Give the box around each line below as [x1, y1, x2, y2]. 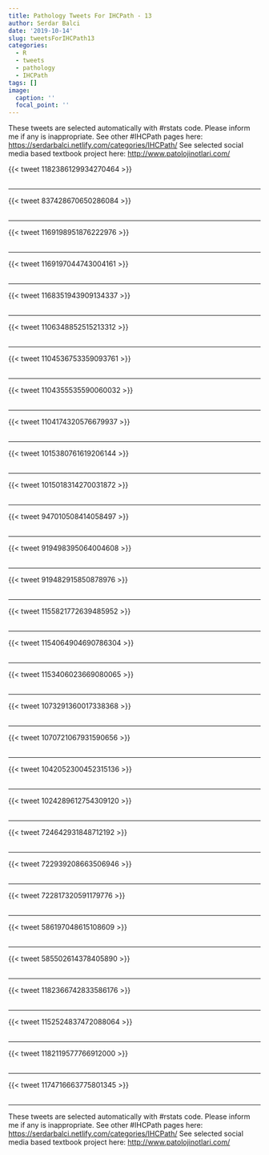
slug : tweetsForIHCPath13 [8, 34, 94, 43]
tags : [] [8, 79, 38, 87]
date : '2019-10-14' [8, 26, 74, 34]
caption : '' [15, 94, 56, 102]
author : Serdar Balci [8, 19, 81, 27]
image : [8, 86, 30, 95]
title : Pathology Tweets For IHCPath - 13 [8, 11, 152, 20]
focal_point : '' [15, 101, 70, 109]
